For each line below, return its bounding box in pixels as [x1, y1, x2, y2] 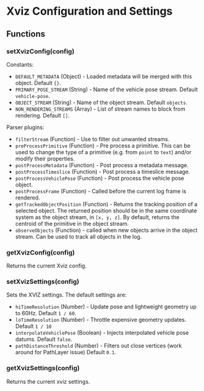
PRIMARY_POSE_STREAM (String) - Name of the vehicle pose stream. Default [15, 86, 199, 93]
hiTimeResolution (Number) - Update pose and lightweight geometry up [15, 303, 197, 310]
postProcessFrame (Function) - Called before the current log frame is [15, 187, 186, 195]
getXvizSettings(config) [6, 364, 80, 373]
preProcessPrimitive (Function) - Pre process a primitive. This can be [15, 142, 191, 149]
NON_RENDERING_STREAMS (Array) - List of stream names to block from [15, 105, 186, 113]
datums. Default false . [15, 335, 73, 343]
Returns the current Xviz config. [6, 262, 87, 270]
